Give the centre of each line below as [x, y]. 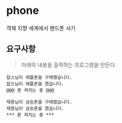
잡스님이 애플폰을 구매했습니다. [39, 77]
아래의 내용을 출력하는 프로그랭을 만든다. [69, 65]
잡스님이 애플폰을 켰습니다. [35, 84]
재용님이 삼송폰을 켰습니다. [35, 108]
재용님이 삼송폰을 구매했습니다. [39, 102]
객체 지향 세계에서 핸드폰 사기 [41, 28]
